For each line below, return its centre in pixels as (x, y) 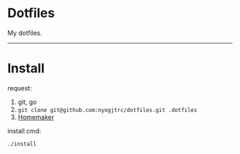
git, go (27, 102)
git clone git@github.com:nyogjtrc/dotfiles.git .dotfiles (107, 110)
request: (20, 88)
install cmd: (24, 130)
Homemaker (36, 117)
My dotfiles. (25, 33)
